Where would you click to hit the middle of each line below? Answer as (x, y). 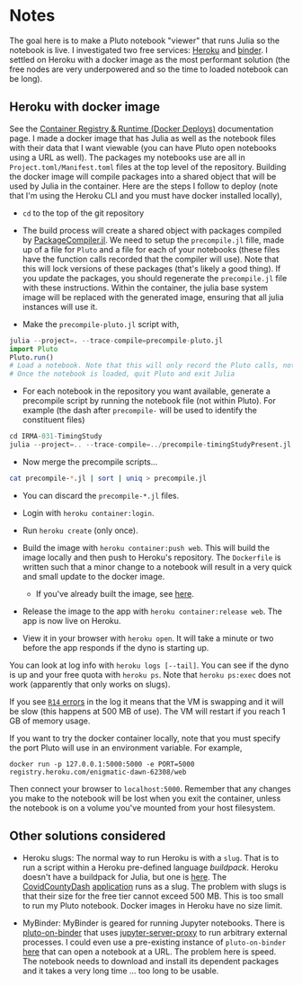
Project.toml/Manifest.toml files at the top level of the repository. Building (148, 166)
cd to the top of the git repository (83, 213)
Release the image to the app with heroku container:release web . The (152, 611)
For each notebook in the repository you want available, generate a (147, 391)
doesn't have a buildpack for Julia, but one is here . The (124, 876)
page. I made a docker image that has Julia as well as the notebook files (143, 138)
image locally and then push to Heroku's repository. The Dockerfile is (151, 557)
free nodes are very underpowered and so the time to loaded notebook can (149, 69)
